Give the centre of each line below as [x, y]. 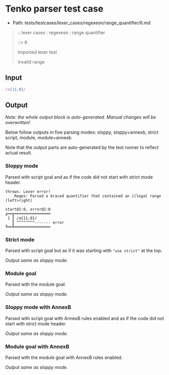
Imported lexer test [37, 52]
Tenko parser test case [54, 9]
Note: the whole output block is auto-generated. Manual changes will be [81, 117]
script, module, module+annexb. [39, 138]
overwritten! [18, 123]
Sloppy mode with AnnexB [38, 307]
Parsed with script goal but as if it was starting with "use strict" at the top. [84, 251]
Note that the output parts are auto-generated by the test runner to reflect [82, 147]
